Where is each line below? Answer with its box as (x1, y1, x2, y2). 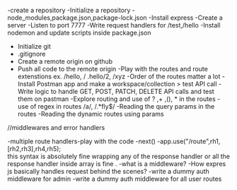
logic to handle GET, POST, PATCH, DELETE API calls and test (35, 88, 214, 95)
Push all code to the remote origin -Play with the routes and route (17, 65, 209, 73)
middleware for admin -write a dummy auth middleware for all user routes (7, 174, 222, 183)
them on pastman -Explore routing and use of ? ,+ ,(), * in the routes (17, 95, 216, 103)
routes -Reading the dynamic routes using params (17, 109, 164, 118)
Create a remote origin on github (17, 57, 113, 66)
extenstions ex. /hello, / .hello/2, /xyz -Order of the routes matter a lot (17, 72, 221, 81)
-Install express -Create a (148, 13, 223, 22)
